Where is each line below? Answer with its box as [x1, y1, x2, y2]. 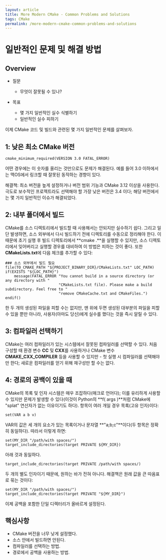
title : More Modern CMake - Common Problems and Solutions [5, 12, 130, 17]
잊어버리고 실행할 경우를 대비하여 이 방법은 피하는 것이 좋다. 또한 [18, 243, 143, 249]
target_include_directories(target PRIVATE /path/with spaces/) [5, 461, 141, 466]
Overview [5, 64, 36, 73]
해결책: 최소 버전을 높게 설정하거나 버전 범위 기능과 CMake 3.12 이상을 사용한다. [5, 182, 160, 188]
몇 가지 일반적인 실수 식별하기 [19, 110, 77, 116]
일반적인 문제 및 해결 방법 [5, 44, 102, 55]
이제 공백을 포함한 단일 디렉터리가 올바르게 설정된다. [5, 501, 106, 507]
